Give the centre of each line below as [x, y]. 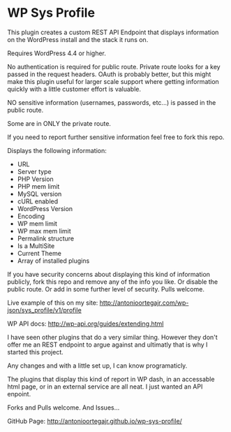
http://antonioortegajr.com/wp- [144, 303]
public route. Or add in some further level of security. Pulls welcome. [106, 289]
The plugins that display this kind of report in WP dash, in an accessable [111, 379]
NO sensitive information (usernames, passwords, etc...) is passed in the [112, 102]
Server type [34, 171]
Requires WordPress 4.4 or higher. [57, 53]
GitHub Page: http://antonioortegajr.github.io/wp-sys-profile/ [95, 421]
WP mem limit [37, 223]
